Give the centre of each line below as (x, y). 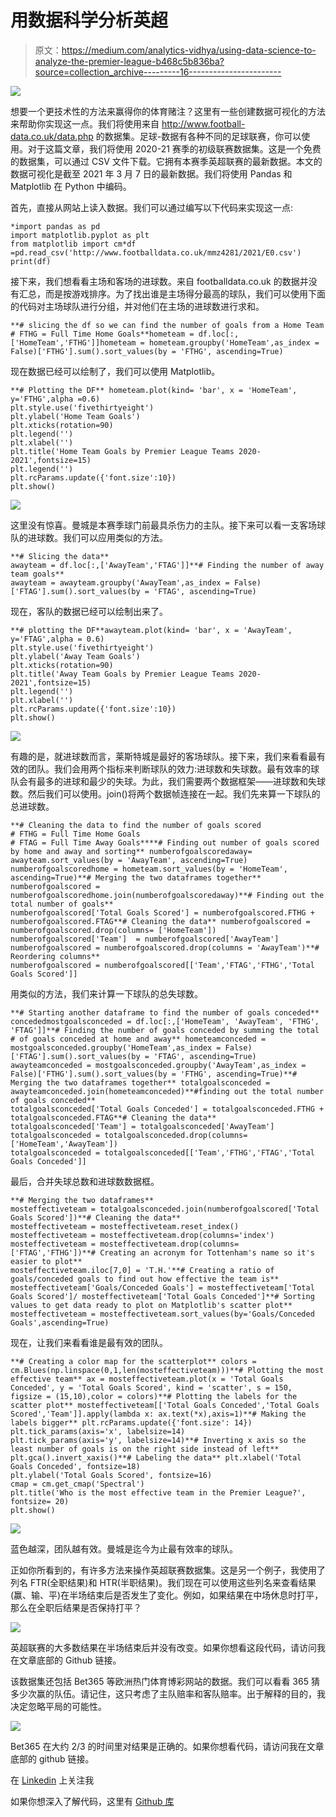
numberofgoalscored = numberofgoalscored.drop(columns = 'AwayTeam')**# (165, 947)
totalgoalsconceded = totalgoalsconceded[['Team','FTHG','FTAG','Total (162, 1152)
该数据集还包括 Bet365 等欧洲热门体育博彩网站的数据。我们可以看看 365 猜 (165, 1681)
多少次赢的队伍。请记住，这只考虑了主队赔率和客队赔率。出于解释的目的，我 (168, 1693)
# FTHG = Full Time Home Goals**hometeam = (102, 334)
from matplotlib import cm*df (73, 244)
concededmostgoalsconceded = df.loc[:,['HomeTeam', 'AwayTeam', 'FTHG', (165, 1021)
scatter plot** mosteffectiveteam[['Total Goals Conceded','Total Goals (165, 1405)
